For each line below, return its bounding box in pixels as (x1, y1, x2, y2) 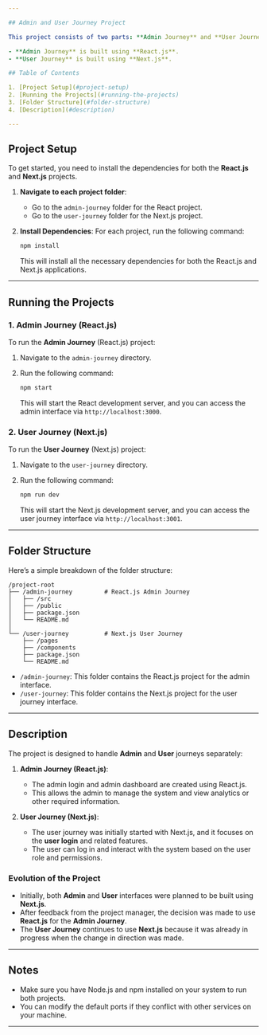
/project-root (8, 581, 56, 589)
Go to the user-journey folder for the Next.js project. (31, 211, 203, 221)
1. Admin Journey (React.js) (8, 320, 118, 331)
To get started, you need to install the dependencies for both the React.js (8, 163, 249, 173)
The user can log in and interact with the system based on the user (31, 844, 252, 853)
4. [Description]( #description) (8, 105, 115, 114)
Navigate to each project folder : (19, 187, 127, 197)
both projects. (19, 993, 66, 1002)
